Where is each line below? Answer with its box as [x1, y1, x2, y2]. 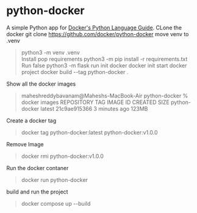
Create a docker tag [6, 117, 57, 124]
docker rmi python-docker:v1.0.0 [21, 152, 104, 160]
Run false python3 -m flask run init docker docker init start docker [21, 62, 187, 69]
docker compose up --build [21, 200, 91, 207]
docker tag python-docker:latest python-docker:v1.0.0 [21, 129, 158, 136]
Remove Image [6, 140, 44, 148]
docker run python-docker [21, 176, 88, 184]
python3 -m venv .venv [21, 48, 81, 56]
